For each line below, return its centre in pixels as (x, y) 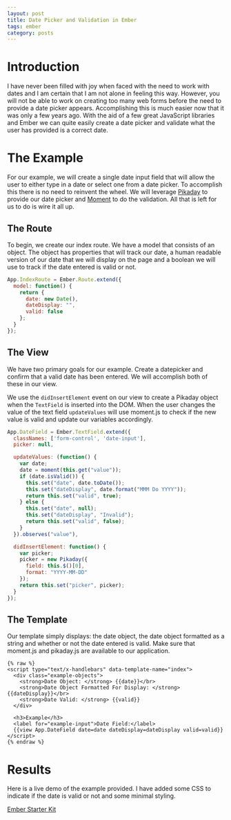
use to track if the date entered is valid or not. (72, 267)
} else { (32, 502)
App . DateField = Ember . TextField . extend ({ (69, 432)
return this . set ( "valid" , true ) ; (73, 496)
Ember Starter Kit (32, 810)
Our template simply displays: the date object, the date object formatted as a (116, 636)
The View (28, 353)
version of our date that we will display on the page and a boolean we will (111, 259)
